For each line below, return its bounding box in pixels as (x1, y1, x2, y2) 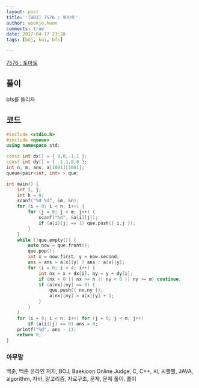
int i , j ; (17, 186, 42, 192)
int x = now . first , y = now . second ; (28, 254, 120, 260)
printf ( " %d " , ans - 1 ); (17, 326, 77, 333)
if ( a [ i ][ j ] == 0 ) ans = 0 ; (28, 321, 98, 327)
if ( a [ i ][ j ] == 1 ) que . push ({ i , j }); (38, 220, 136, 226)
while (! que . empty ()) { (17, 237, 77, 243)
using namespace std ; (6, 143, 61, 149)
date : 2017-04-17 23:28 (6, 31, 66, 37)
